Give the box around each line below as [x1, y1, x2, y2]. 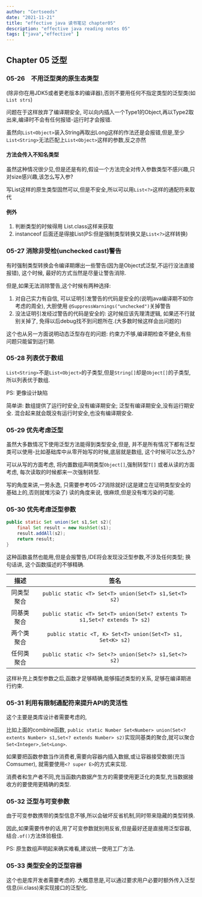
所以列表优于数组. [6, 376, 50, 384]
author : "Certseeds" [6, 8, 58, 15]
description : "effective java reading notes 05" [6, 25, 130, 32]
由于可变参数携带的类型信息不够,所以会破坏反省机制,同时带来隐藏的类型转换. [6, 812, 195, 819]
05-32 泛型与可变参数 [6, 797, 70, 806]
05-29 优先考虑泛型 [6, 426, 64, 434]
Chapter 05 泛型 [6, 55, 67, 65]
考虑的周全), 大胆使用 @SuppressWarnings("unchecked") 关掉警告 [14, 302, 171, 310]
